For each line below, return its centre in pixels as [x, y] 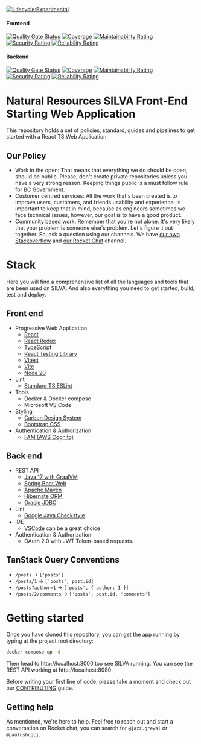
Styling [24, 411]
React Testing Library [50, 353]
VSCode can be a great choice [62, 528]
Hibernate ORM [43, 496]
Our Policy [26, 156]
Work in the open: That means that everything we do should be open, [101, 170]
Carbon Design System [53, 418]
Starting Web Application [71, 114]
